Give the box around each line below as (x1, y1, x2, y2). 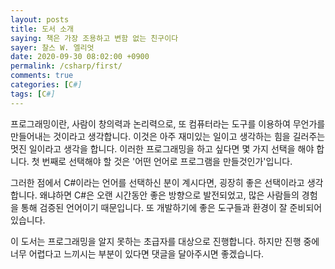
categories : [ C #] (10, 80, 83, 90)
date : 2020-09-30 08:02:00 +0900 (10, 52, 150, 62)
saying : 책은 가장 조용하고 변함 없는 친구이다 (10, 33, 179, 43)
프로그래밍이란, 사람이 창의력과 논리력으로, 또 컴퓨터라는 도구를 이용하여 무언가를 (10, 117, 326, 130)
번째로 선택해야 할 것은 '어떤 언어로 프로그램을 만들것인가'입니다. (41, 155, 293, 167)
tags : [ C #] (10, 89, 56, 99)
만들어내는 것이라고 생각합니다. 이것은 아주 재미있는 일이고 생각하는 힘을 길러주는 (10, 130, 326, 142)
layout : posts (10, 14, 70, 25)
